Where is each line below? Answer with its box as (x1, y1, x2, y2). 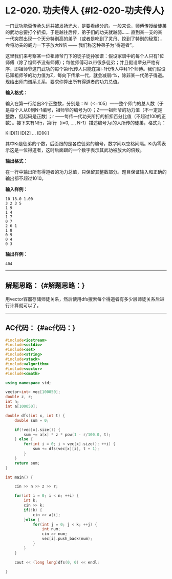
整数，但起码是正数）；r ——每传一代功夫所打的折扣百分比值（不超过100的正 (5, 113, 166, 119)
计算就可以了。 (9, 302, 41, 308)
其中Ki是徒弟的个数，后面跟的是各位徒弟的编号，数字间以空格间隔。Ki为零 (5, 140, 162, 146)
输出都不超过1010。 (5, 175, 47, 181)
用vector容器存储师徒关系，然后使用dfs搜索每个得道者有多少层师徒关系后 (5, 296, 160, 302)
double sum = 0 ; (14, 418, 50, 423)
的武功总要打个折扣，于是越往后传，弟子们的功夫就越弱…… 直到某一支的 (5, 29, 158, 35)
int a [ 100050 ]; (5, 404, 38, 409)
